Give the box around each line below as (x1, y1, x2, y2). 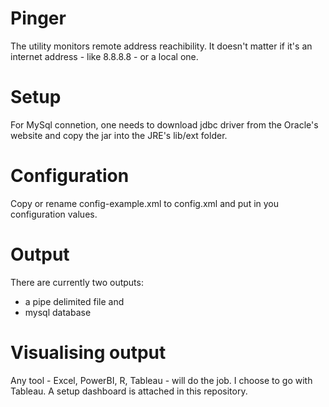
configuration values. (10, 208, 98, 220)
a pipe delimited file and (24, 295, 125, 307)
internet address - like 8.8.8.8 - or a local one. (10, 50, 199, 62)
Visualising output (10, 341, 167, 364)
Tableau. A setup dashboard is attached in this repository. (10, 385, 248, 397)
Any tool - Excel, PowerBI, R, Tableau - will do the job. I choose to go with (10, 374, 313, 386)
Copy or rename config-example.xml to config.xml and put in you (10, 197, 280, 209)
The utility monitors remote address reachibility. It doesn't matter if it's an (10, 40, 313, 52)
